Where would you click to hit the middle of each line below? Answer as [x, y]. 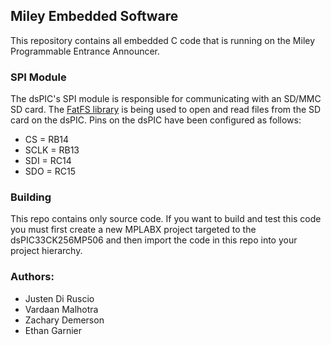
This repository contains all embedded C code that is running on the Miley [163, 40]
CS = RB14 [47, 140]
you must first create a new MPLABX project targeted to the [133, 230]
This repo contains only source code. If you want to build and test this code [166, 219]
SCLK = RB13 [52, 150]
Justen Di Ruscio [59, 298]
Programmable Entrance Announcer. [85, 51]
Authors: [32, 277]
